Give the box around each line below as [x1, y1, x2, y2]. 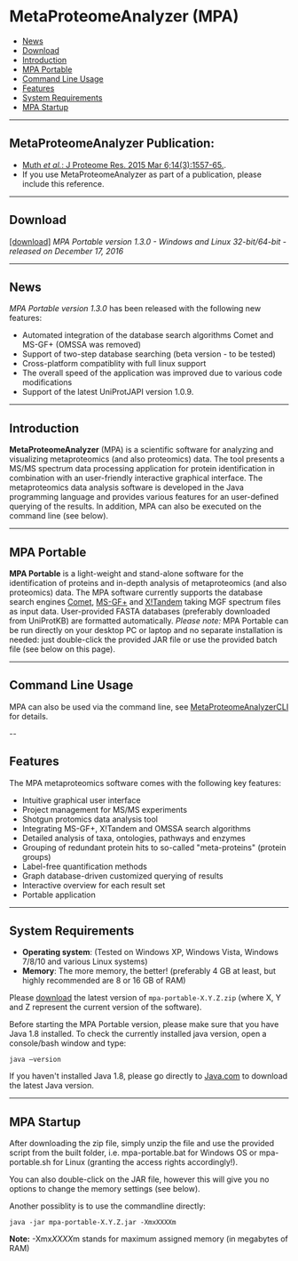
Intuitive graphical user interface [21, 794, 141, 806]
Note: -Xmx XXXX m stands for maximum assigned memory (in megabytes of [9, 1233, 288, 1244]
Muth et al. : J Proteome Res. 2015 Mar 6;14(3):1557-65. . [21, 159, 227, 170]
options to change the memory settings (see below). [9, 1184, 201, 1194]
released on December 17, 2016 [9, 245, 124, 256]
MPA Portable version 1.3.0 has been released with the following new [9, 303, 262, 314]
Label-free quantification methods [21, 861, 148, 871]
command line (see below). [9, 510, 109, 521]
